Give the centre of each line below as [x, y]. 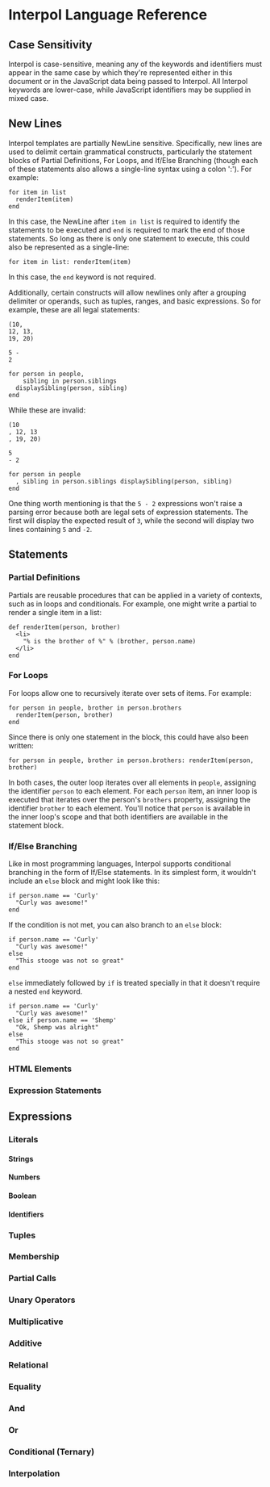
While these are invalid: [47, 410]
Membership [34, 1257]
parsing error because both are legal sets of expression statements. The [128, 512]
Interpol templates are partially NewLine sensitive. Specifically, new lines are [135, 143]
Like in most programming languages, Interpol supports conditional [120, 864]
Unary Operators [42, 1300]
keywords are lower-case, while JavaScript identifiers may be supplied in [130, 90]
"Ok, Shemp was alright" [57, 1028]
